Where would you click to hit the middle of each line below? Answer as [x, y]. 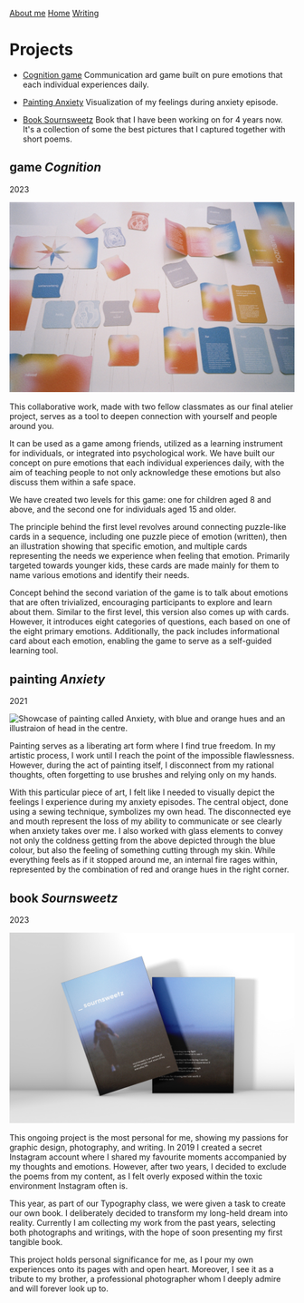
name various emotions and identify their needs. [100, 575]
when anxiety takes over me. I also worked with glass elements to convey [146, 831]
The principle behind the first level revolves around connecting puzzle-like [148, 527]
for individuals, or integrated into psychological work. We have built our [142, 454]
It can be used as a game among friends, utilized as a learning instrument [146, 444]
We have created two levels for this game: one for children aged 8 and [140, 500]
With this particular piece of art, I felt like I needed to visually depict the [142, 792]
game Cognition [55, 167]
